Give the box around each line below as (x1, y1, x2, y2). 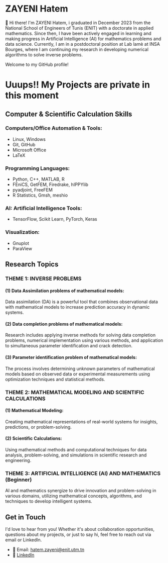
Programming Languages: (5, 164, 70, 171)
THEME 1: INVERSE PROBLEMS (5, 275, 82, 282)
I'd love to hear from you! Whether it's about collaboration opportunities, (5, 526, 154, 532)
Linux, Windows (12, 136, 46, 142)
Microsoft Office (12, 147, 47, 153)
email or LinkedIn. (5, 537, 42, 543)
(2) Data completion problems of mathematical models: (5, 321, 123, 327)
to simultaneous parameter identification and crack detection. (5, 343, 133, 349)
